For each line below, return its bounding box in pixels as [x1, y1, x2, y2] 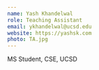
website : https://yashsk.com [7, 29, 92, 37]
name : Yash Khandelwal [7, 10, 73, 17]
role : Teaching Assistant [7, 17, 82, 24]
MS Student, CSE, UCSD [7, 55, 78, 63]
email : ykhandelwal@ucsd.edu [7, 23, 92, 30]
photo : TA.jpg [7, 36, 49, 43]
